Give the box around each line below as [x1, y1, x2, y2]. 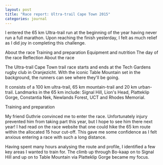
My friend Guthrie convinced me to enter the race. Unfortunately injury [5, 114, 148, 119]
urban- [138, 84, 153, 90]
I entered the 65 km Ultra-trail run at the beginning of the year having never [5, 30, 157, 36]
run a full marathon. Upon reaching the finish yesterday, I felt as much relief [5, 35, 158, 41]
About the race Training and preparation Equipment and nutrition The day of [5, 49, 159, 55]
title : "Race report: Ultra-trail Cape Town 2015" [5, 12, 111, 17]
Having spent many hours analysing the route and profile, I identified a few [5, 144, 156, 150]
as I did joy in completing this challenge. [5, 40, 86, 46]
